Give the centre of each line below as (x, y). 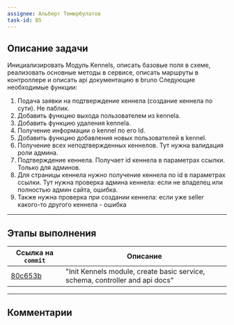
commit (35, 261)
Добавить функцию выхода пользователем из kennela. (99, 116)
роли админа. (38, 153)
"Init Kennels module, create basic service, (135, 271)
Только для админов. (49, 167)
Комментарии (40, 312)
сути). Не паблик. (43, 108)
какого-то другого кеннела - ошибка (72, 205)
